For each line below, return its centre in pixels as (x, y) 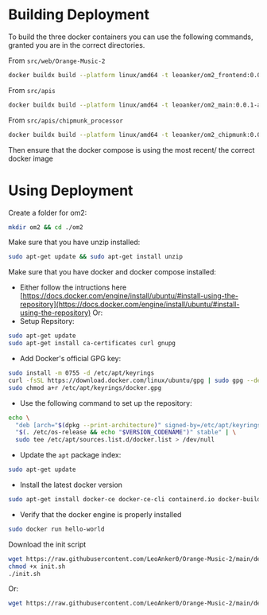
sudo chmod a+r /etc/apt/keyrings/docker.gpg (85, 387)
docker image (31, 158)
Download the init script (47, 544)
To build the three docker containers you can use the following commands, (131, 37)
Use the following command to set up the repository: (106, 403)
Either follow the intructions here (73, 287)
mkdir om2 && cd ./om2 (46, 227)
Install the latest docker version (71, 485)
